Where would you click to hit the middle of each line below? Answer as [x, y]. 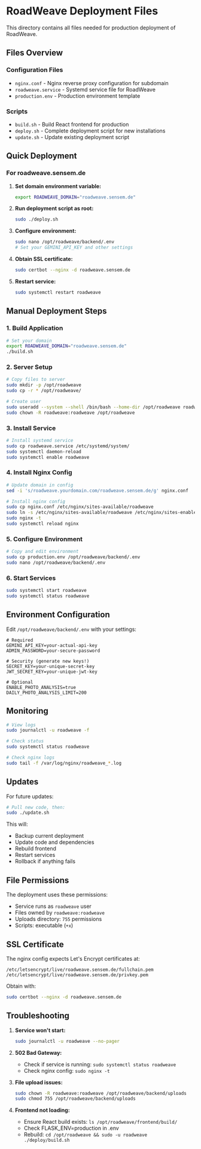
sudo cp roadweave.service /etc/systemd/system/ [68, 446]
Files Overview [35, 53]
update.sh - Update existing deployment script [72, 137]
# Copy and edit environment [42, 552]
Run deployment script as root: [54, 209]
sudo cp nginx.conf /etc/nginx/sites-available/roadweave [80, 507]
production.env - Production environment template [77, 96]
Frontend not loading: [42, 1110]
